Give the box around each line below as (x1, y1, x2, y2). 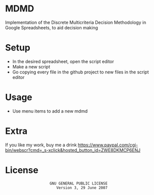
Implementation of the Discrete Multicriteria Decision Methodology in (5, 19, 147, 25)
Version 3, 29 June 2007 (56, 185, 108, 190)
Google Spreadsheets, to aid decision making (5, 24, 98, 30)
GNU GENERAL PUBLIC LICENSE (49, 181, 108, 186)
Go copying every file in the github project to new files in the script (12, 69, 149, 75)
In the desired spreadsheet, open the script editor (12, 58, 114, 65)
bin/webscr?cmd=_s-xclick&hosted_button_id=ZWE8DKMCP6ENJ (5, 147, 141, 153)
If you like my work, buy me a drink (5, 142, 77, 148)
